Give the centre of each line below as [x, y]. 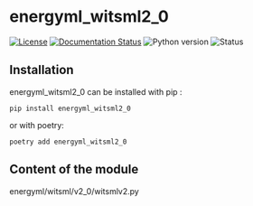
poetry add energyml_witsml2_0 [68, 142]
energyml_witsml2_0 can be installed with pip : [96, 91]
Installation [42, 70]
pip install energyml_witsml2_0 [70, 108]
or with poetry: [37, 125]
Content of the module [74, 169]
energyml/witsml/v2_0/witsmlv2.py [75, 191]
